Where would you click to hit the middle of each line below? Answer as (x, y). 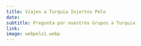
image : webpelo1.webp (33, 34)
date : (13, 17)
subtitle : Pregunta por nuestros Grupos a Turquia (71, 23)
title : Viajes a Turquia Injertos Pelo (56, 12)
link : (13, 28)
